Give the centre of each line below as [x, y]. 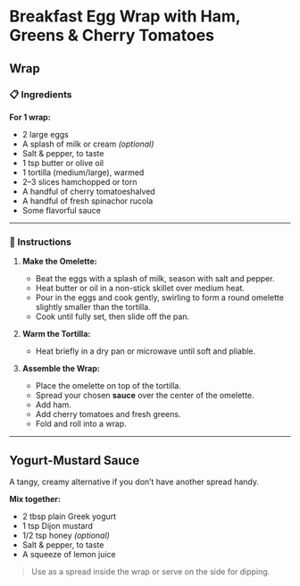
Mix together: [35, 498]
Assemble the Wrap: [61, 369]
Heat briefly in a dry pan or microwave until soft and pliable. [146, 351]
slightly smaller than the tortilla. [93, 307]
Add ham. [53, 405]
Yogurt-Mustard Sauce [75, 460]
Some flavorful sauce [61, 210]
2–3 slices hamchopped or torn [79, 181]
